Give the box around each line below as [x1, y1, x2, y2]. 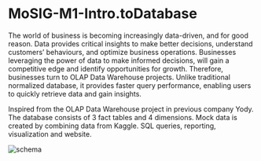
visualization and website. [8, 129, 92, 138]
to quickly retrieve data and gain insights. [8, 89, 142, 98]
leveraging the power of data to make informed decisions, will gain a [8, 56, 230, 65]
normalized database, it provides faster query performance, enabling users [8, 80, 252, 90]
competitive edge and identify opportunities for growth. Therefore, [8, 64, 224, 73]
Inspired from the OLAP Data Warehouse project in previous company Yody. [8, 104, 254, 114]
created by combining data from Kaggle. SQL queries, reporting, [8, 121, 216, 130]
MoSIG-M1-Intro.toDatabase [8, 5, 198, 23]
